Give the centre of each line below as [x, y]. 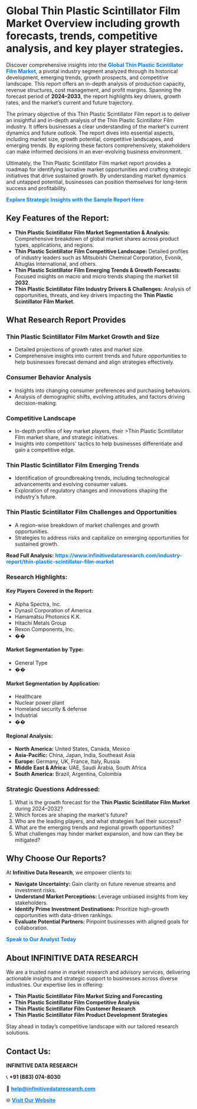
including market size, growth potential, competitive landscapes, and [90, 139]
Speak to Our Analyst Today [41, 940]
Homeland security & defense [51, 709]
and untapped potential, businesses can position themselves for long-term [97, 182]
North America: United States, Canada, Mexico [72, 749]
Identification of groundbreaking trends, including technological [92, 478]
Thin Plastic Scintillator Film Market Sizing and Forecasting [88, 996]
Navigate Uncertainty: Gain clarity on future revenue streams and [95, 884]
